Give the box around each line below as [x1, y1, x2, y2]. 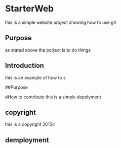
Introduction [5, 62, 44, 70]
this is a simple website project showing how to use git [5, 19, 116, 25]
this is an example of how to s [5, 74, 66, 80]
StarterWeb [5, 3, 54, 14]
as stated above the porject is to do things [5, 47, 91, 53]
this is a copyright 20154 [5, 121, 55, 127]
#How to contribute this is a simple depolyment [5, 94, 101, 100]
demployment [5, 136, 49, 144]
